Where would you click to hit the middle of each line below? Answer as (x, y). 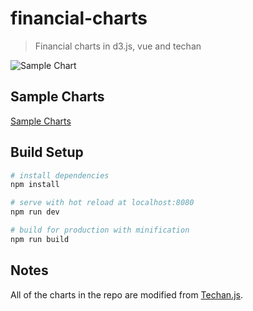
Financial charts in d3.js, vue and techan (118, 46)
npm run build (40, 239)
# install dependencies (60, 175)
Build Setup (47, 152)
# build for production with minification (100, 230)
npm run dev (35, 212)
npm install (35, 185)
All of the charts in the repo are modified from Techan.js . (126, 294)
